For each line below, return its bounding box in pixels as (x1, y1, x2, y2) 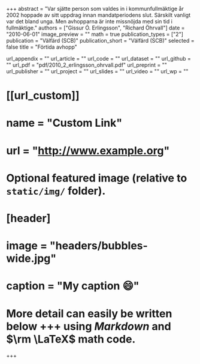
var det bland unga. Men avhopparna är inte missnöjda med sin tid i (6, 18, 172, 25)
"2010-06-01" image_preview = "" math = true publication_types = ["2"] (6, 31, 184, 38)
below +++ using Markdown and (6, 320, 172, 333)
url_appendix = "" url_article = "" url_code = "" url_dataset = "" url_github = (6, 55, 192, 62)
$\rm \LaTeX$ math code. (6, 332, 136, 346)
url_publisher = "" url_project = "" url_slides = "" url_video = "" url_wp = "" (6, 68, 189, 74)
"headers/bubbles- (50, 239, 148, 253)
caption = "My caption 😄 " (6, 279, 140, 293)
